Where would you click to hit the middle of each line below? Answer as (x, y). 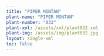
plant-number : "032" (31, 22)
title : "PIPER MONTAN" (34, 11)
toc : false (19, 44)
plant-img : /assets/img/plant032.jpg (52, 33)
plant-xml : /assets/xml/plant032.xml (52, 28)
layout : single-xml (30, 38)
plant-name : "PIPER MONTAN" (41, 17)
